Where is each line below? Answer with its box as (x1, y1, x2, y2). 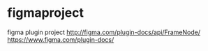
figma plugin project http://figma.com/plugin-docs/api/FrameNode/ (7, 28, 201, 36)
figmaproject (7, 5, 84, 21)
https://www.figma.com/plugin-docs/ (7, 35, 114, 43)
